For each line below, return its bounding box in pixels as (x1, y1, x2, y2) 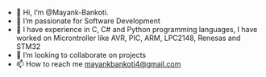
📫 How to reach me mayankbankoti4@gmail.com (15, 59, 181, 68)
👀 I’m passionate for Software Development (15, 16, 161, 26)
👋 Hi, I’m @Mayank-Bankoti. (15, 8, 109, 17)
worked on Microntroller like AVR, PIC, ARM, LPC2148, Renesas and (15, 33, 241, 43)
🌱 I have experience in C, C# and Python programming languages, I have (15, 25, 258, 34)
